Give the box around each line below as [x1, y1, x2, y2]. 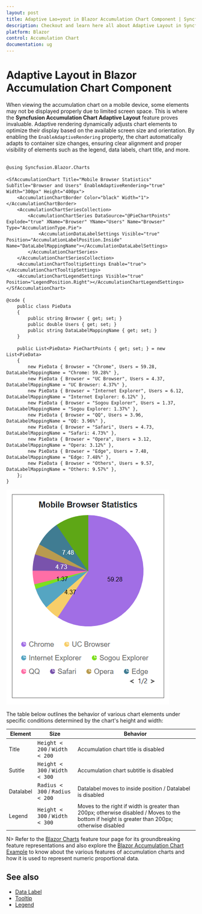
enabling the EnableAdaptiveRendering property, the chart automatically [6, 133, 183, 140]
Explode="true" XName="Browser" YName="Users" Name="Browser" [6, 219, 165, 225]
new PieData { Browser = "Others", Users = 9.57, [28, 460, 155, 466]
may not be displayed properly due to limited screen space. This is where [6, 107, 188, 115]
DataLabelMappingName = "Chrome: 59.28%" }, [6, 369, 120, 376]
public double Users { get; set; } [28, 321, 117, 327]
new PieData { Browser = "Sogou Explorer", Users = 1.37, [28, 400, 176, 406]
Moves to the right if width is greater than [77, 803, 180, 810]
